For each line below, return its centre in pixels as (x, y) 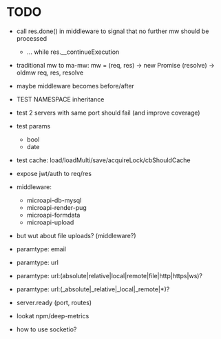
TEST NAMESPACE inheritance (60, 99)
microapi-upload (50, 222)
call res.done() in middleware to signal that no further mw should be (113, 31)
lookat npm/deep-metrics (53, 316)
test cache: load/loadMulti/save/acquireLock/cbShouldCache (103, 160)
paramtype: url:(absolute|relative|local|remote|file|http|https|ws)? (109, 275)
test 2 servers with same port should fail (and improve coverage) (108, 113)
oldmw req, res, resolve (50, 72)
